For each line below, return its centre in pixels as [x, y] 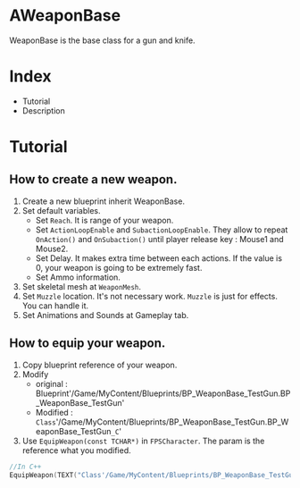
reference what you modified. [76, 450]
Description [43, 110]
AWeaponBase [65, 16]
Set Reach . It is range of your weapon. [104, 220]
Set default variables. [61, 210]
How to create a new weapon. [93, 180]
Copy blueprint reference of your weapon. [100, 365]
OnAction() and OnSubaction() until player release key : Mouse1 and [159, 239]
